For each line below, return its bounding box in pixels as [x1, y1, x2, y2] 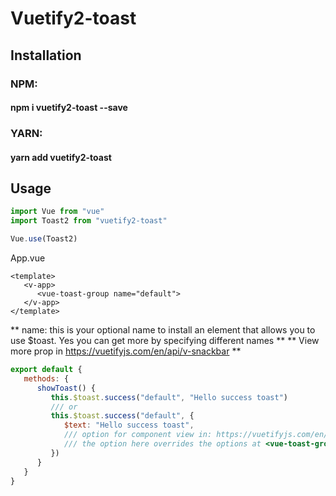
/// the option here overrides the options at [63, 439, 262, 449]
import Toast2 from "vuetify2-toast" [10, 216, 168, 226]
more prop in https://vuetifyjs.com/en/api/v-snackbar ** [10, 345, 242, 357]
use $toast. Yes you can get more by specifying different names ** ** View [10, 335, 320, 347]
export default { [10, 365, 83, 375]
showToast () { [36, 383, 97, 393]
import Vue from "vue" [10, 207, 105, 217]
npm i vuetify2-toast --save [10, 102, 128, 114]
